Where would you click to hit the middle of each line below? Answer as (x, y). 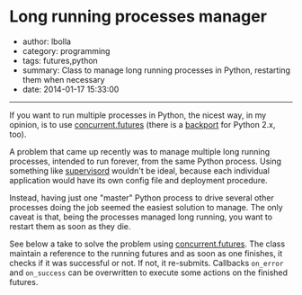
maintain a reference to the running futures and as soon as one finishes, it (146, 253)
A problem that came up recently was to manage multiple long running (140, 151)
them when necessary (63, 79)
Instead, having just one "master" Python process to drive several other (142, 197)
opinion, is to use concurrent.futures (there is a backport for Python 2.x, (142, 124)
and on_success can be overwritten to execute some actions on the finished (149, 273)
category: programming (66, 50)
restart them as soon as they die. (70, 226)
